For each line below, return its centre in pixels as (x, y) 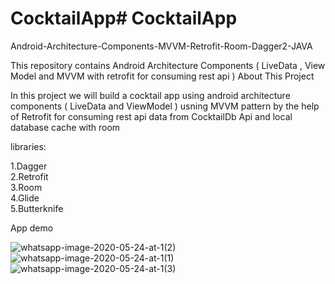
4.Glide (25, 198)
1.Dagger (29, 166)
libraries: (28, 146)
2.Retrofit (29, 176)
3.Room (26, 187)
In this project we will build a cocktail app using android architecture (150, 95)
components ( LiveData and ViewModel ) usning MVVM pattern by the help (165, 106)
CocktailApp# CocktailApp (124, 18)
